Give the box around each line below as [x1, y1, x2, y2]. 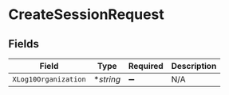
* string [93, 74, 121, 85]
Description [171, 61, 217, 71]
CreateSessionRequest [8, 6, 165, 24]
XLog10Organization [12, 75, 86, 84]
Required [128, 61, 164, 71]
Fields [8, 37, 40, 51]
